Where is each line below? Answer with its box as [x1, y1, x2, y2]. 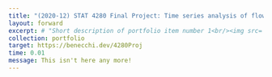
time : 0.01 [8, 49, 45, 57]
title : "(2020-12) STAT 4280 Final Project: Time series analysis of [8, 11, 249, 20]
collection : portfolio [8, 34, 85, 43]
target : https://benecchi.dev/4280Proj [8, 42, 143, 50]
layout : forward [8, 19, 63, 27]
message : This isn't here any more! [8, 57, 132, 65]
